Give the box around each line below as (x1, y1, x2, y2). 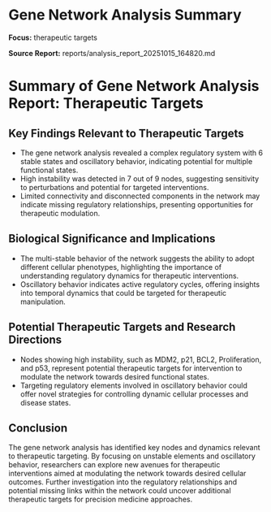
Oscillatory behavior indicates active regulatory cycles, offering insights (19, 279, 260, 289)
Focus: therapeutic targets (8, 33, 98, 42)
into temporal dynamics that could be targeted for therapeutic (19, 288, 227, 297)
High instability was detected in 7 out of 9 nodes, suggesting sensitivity (19, 173, 260, 184)
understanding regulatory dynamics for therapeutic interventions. (19, 271, 239, 280)
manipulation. (19, 297, 67, 306)
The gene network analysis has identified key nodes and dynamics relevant (8, 443, 261, 453)
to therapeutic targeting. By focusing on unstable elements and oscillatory (8, 451, 256, 461)
